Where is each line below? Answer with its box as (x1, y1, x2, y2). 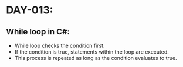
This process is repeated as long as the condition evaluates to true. (14, 55, 177, 61)
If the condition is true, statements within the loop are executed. (14, 48, 169, 55)
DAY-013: (6, 3, 53, 17)
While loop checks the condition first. (14, 42, 105, 49)
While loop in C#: (6, 27, 70, 37)
